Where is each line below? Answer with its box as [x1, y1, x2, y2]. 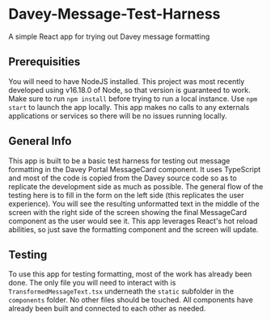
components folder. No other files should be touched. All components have [8, 295, 253, 305]
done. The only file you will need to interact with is [8, 278, 176, 288]
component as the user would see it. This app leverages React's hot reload [8, 216, 258, 226]
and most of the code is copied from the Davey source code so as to [8, 173, 237, 183]
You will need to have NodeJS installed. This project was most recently [8, 76, 245, 86]
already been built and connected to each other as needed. [8, 304, 206, 314]
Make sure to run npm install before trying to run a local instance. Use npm [8, 94, 257, 103]
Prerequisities [8, 55, 81, 69]
